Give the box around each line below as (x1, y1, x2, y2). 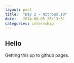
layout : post (5, 7, 32, 12)
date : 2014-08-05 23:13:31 (5, 16, 65, 21)
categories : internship (5, 21, 54, 26)
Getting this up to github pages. (5, 52, 70, 58)
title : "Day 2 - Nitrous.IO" (5, 12, 68, 17)
